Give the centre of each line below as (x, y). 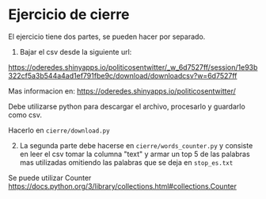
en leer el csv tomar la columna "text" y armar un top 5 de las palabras (135, 154)
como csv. (25, 115)
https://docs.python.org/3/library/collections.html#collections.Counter (123, 186)
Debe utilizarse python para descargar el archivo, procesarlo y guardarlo (127, 106)
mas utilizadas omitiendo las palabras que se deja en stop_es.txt (126, 162)
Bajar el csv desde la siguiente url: (76, 52)
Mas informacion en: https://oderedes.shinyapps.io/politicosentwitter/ (122, 91)
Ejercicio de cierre (69, 15)
